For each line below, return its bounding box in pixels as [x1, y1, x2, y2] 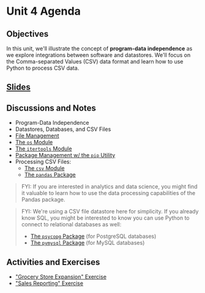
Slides [6, 82, 31, 92]
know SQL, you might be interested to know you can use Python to [21, 214, 190, 221]
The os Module [15, 139, 53, 146]
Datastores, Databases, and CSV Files [15, 125, 111, 133]
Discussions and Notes [6, 103, 97, 113]
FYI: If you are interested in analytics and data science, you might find [21, 183, 198, 190]
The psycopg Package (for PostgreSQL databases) [30, 232, 157, 240]
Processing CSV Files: [15, 158, 72, 166]
